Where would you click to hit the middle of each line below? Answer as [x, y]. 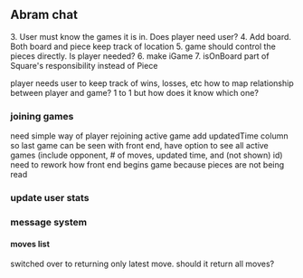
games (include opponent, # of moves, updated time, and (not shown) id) [147, 155]
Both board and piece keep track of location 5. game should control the [143, 46]
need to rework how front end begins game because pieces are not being [147, 165]
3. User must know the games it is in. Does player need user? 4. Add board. [151, 36]
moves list [30, 244]
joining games [42, 116]
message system [49, 222]
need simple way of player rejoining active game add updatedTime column [149, 136]
